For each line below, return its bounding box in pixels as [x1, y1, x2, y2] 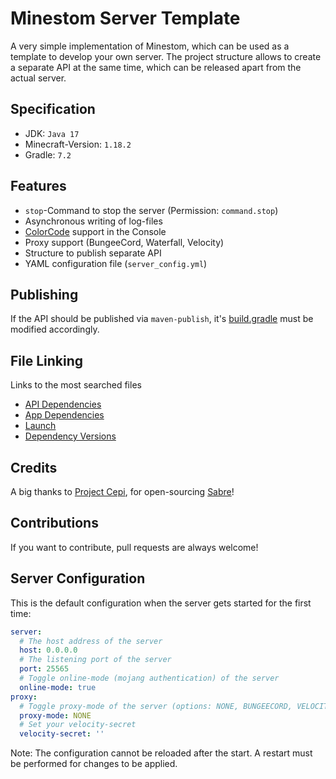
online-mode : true [19, 682, 97, 692]
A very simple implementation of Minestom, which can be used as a [10, 40, 290, 52]
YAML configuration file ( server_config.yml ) [24, 257, 208, 269]
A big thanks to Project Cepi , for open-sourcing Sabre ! [10, 486, 235, 497]
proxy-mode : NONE [19, 710, 92, 721]
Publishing [10, 286, 79, 303]
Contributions [10, 515, 99, 532]
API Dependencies [24, 398, 102, 411]
